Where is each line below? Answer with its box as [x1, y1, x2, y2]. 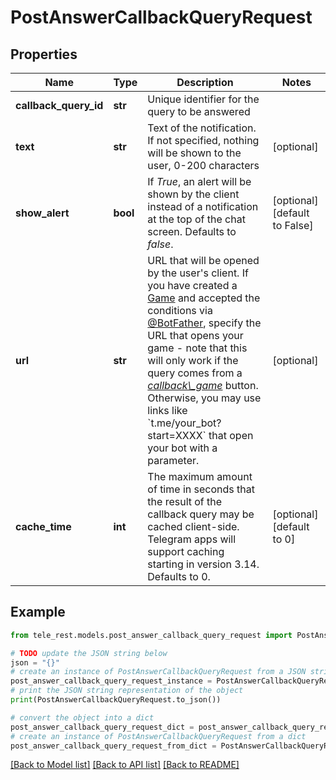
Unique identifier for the [147, 92, 260, 106]
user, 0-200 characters [147, 159, 260, 172]
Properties [10, 46, 78, 63]
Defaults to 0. [147, 570, 211, 583]
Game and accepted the [147, 291, 261, 305]
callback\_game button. [147, 379, 259, 392]
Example [10, 604, 66, 621]
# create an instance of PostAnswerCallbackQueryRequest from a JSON [10, 667, 307, 677]
